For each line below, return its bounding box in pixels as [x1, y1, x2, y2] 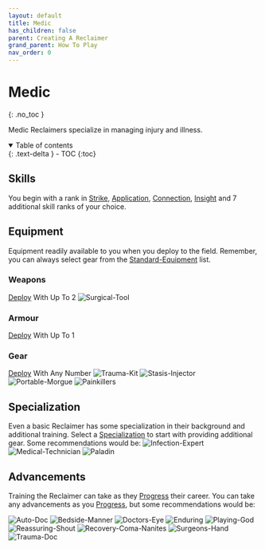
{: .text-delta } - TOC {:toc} [8, 148, 97, 158]
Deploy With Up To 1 [8, 330, 76, 340]
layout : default [8, 11, 62, 20]
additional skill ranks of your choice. [8, 201, 127, 211]
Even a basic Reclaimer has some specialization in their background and [8, 421, 245, 431]
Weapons [8, 274, 46, 286]
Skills [8, 172, 36, 186]
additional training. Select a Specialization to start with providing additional [8, 430, 253, 440]
